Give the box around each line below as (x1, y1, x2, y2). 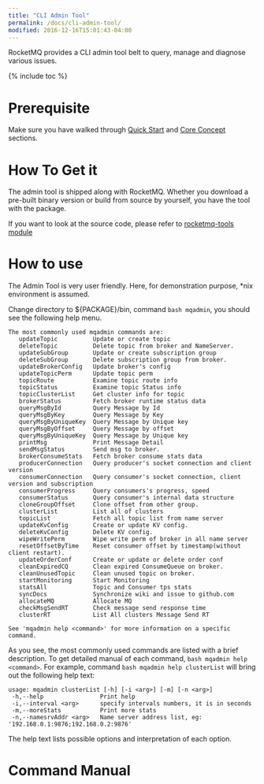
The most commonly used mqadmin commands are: (8, 329, 164, 336)
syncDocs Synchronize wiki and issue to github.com (18, 590, 235, 599)
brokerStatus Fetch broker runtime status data (18, 397, 206, 406)
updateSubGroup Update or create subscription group (18, 349, 217, 357)
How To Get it (8, 161, 98, 179)
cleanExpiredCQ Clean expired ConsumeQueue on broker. (18, 563, 224, 571)
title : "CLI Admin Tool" (8, 11, 90, 20)
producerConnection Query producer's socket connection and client (18, 459, 252, 467)
